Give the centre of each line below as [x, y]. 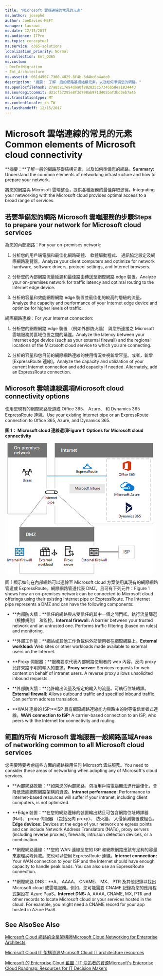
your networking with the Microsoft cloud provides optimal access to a [76, 195]
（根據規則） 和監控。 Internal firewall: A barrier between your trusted [82, 620]
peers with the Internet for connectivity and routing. [64, 720]
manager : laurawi [23, 26]
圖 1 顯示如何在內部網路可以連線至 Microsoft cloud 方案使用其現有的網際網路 [81, 582]
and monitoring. [28, 631]
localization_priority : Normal [37, 51]
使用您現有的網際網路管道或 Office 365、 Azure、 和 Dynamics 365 [72, 408]
